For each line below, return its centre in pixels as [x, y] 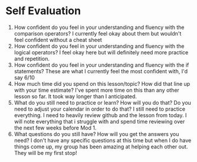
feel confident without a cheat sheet [58, 40]
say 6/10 [24, 77]
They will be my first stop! [45, 153]
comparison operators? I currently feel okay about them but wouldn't [98, 33]
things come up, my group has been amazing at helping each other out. [101, 147]
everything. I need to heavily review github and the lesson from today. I [100, 115]
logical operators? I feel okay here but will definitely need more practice [101, 52]
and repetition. [32, 59]
